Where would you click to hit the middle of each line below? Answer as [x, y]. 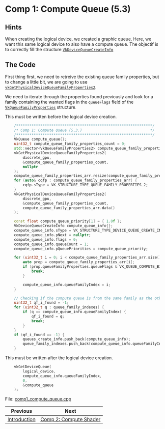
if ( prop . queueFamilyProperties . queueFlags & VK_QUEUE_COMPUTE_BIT [93, 267]
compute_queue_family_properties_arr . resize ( [61, 176]
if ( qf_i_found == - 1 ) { [39, 335]
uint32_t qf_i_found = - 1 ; [41, 303]
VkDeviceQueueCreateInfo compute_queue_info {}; [63, 226]
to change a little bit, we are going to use [46, 82]
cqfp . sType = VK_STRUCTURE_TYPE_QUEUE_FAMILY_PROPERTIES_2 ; [85, 185]
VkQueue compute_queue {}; [41, 139]
